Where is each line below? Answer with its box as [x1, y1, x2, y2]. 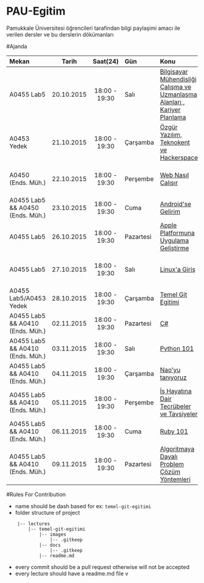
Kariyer [160, 105, 181, 114]
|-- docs [38, 542, 61, 548]
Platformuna [160, 228, 195, 237]
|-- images [38, 531, 67, 537]
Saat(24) [92, 57, 119, 65]
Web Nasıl [160, 170, 189, 179]
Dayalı [160, 452, 178, 461]
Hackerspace [160, 153, 199, 162]
